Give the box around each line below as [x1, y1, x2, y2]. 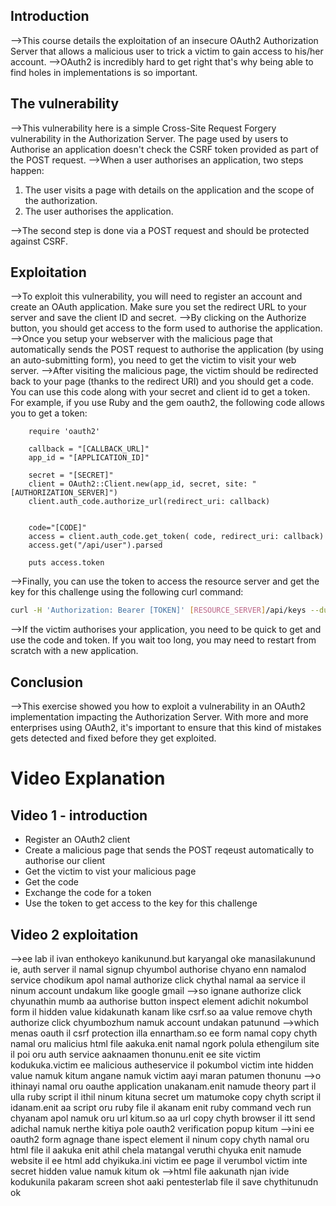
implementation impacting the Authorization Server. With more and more [10, 711, 309, 723]
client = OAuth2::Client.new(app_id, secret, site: [28, 479, 248, 489]
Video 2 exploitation [10, 926, 139, 943]
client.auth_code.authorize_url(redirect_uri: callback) [28, 497, 271, 507]
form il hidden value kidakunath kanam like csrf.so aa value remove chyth [10, 1005, 313, 1018]
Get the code [24, 876, 80, 888]
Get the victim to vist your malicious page [24, 865, 197, 878]
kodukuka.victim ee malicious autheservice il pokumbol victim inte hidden [10, 1059, 314, 1071]
